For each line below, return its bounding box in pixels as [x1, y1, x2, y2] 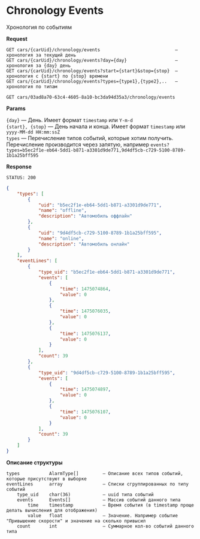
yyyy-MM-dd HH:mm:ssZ [6, 129, 60, 135]
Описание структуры [6, 458, 63, 466]
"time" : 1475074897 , [59, 386, 111, 393]
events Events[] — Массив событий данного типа [17, 497, 181, 503]
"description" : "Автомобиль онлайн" [38, 241, 130, 247]
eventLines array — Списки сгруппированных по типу [6, 481, 189, 487]
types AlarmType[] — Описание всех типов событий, [6, 470, 184, 476]
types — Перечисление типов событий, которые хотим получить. [6, 134, 174, 141]
